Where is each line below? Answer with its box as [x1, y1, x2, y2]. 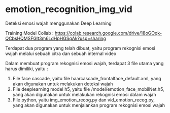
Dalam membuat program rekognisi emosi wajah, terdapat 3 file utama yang [5, 60, 164, 66]
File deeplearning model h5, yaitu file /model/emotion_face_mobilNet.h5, [12, 86, 164, 92]
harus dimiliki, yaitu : [5, 66, 48, 72]
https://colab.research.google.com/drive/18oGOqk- [55, 30, 162, 36]
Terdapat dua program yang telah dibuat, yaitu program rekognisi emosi [5, 45, 156, 51]
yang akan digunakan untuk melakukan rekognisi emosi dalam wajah [12, 91, 156, 97]
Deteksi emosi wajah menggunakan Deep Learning [5, 20, 112, 26]
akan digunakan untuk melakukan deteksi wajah [12, 81, 113, 87]
